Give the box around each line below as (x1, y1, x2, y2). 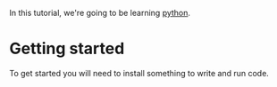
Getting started (9, 39, 125, 59)
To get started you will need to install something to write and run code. (9, 67, 270, 78)
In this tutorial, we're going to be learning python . (9, 8, 190, 18)
